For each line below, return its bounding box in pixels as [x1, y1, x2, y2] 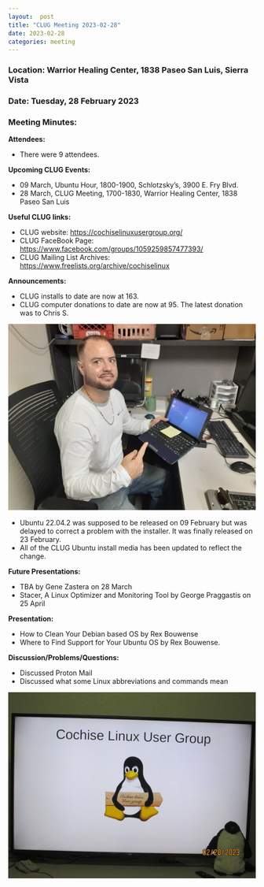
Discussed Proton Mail [19, 668, 93, 677]
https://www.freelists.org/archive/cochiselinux [19, 261, 170, 271]
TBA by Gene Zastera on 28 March [19, 582, 132, 592]
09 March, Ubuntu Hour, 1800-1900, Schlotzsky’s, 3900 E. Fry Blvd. [19, 180, 239, 190]
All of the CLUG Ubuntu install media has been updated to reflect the [19, 544, 242, 553]
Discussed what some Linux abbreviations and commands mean [19, 677, 229, 686]
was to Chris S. [19, 308, 69, 318]
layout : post [8, 13, 55, 20]
